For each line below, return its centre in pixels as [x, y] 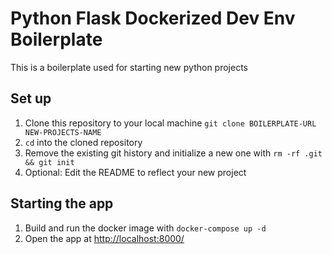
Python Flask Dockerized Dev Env [153, 18]
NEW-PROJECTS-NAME [63, 132]
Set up [31, 98]
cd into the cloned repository [83, 142]
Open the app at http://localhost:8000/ [104, 238]
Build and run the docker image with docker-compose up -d [145, 228]
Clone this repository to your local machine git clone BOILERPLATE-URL [170, 123]
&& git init [49, 162]
